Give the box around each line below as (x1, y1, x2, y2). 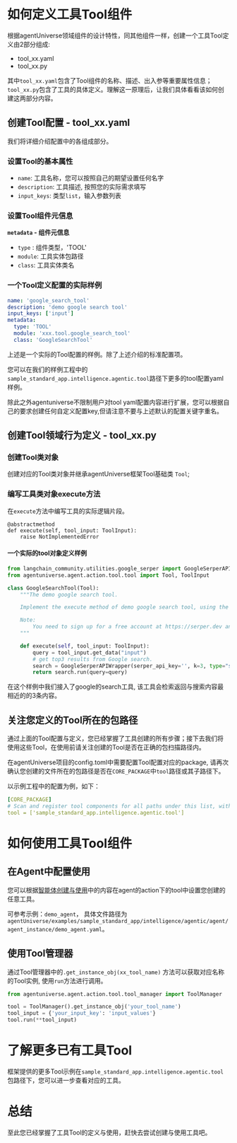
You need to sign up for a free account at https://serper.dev (32, 624, 222, 631)
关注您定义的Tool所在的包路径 (7, 714, 138, 726)
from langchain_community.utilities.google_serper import (7, 565, 181, 572)
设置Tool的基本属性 (7, 156, 73, 166)
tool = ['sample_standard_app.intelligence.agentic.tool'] (7, 809, 185, 816)
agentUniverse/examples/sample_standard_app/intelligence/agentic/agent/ (7, 917, 229, 924)
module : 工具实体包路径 (17, 252, 84, 260)
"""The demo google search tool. (20, 591, 119, 598)
